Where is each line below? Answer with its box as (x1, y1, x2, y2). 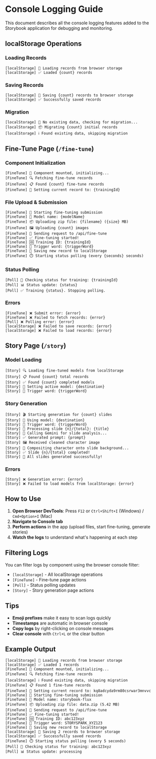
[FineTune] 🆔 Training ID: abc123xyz (5, 716, 85, 721)
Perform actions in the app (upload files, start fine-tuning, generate (12, 523, 151, 529)
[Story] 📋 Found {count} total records (5, 375, 89, 379)
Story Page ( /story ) (5, 341, 67, 350)
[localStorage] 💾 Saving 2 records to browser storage (5, 729, 120, 735)
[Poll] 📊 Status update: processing (5, 749, 82, 755)
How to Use (5, 495, 41, 503)
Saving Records (5, 81, 44, 88)
